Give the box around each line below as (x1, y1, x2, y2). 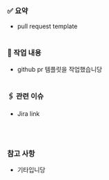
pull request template (17, 22, 78, 30)
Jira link (17, 109, 40, 118)
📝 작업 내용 (7, 48, 41, 58)
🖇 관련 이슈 (7, 91, 44, 101)
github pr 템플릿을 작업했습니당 (17, 65, 102, 73)
